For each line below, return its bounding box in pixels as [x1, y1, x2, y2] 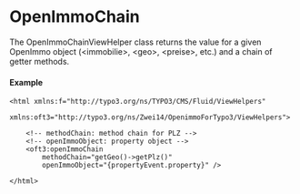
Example [9, 77, 44, 87]
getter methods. [9, 56, 70, 66]
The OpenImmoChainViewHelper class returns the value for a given [9, 36, 262, 47]
